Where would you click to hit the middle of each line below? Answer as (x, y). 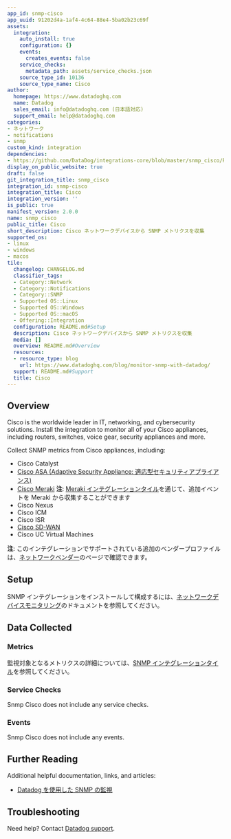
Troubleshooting (44, 812)
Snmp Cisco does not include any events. (66, 737)
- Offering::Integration (49, 320)
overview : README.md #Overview (56, 346)
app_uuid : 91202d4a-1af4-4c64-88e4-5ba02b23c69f (78, 20)
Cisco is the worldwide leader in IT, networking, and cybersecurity (101, 422)
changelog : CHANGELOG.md (49, 269)
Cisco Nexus (35, 505)
